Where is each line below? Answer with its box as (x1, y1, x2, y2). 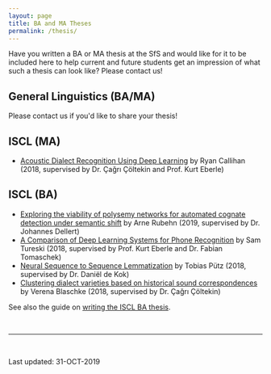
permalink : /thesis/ (8, 27, 78, 35)
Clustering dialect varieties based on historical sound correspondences (19, 278, 258, 288)
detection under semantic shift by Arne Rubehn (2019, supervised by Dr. (19, 217, 261, 227)
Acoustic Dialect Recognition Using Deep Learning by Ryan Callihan (19, 156, 246, 166)
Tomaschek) (19, 252, 62, 262)
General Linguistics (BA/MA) (8, 90, 156, 103)
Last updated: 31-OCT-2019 (8, 356, 101, 366)
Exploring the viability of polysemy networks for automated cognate (19, 209, 246, 219)
